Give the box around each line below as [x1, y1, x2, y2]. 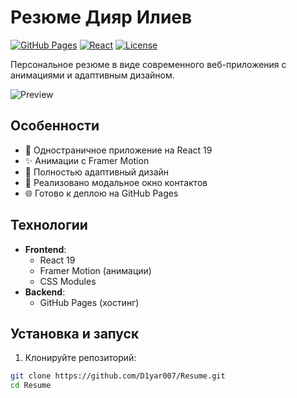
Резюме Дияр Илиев [10, 6, 193, 29]
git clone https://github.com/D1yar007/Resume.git [10, 371, 226, 381]
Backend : [24, 286, 66, 298]
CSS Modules [39, 275, 97, 287]
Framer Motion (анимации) [39, 264, 152, 276]
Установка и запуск [10, 325, 140, 342]
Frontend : [24, 243, 67, 255]
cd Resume [10, 381, 52, 391]
